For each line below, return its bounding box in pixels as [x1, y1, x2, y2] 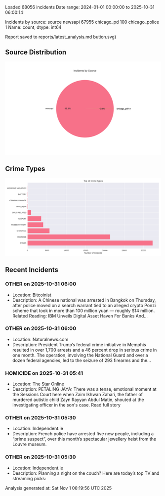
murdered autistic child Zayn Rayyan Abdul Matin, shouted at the [12, 397, 144, 403]
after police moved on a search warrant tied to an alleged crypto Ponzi [12, 302, 156, 308]
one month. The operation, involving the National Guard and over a [12, 352, 148, 358]
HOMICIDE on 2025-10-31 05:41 [5, 369, 83, 376]
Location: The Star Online [12, 381, 65, 387]
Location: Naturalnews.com [12, 336, 69, 342]
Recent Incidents [5, 266, 58, 274]
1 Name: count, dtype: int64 [5, 24, 62, 30]
